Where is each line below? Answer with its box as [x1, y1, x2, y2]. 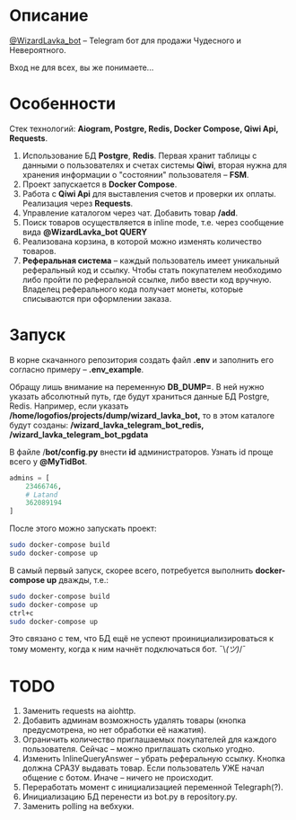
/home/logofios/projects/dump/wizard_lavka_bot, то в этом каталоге [9, 410, 275, 420]
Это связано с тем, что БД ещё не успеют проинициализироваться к [9, 633, 274, 644]
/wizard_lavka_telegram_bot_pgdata [9, 428, 149, 440]
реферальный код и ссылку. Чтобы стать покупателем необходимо [22, 264, 283, 275]
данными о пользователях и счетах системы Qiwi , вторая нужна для [22, 159, 287, 171]
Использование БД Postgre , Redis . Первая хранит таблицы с [22, 150, 257, 161]
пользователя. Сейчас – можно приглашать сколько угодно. [22, 744, 256, 754]
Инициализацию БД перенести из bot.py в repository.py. [22, 791, 238, 802]
